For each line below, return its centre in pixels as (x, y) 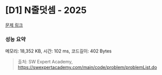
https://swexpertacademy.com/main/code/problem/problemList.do (87, 67)
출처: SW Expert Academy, (45, 62)
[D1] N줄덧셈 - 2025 (46, 10)
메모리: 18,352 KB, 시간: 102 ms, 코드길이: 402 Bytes (58, 51)
